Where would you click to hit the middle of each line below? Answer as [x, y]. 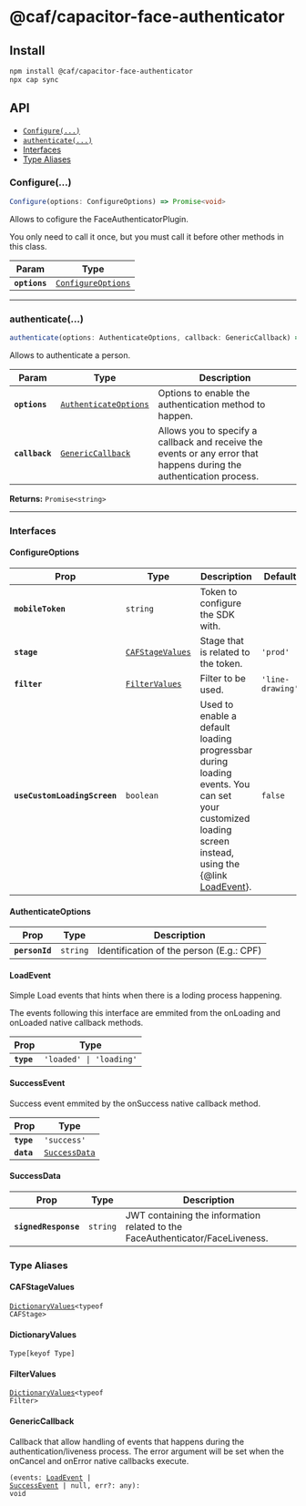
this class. [28, 246]
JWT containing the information [193, 1215]
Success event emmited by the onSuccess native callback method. [135, 1103]
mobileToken [40, 609]
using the [220, 865]
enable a [218, 716]
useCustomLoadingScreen [66, 796]
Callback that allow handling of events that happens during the [127, 1441]
